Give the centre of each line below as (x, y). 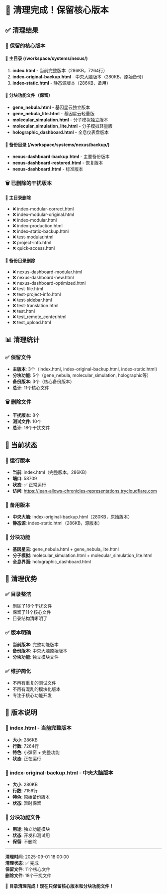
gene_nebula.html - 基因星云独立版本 (51, 107)
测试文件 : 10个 (27, 421)
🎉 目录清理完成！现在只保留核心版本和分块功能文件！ (60, 886)
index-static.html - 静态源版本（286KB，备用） (61, 83)
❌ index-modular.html (35, 220)
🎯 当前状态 (21, 445)
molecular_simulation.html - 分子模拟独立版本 (60, 120)
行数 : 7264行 (25, 746)
